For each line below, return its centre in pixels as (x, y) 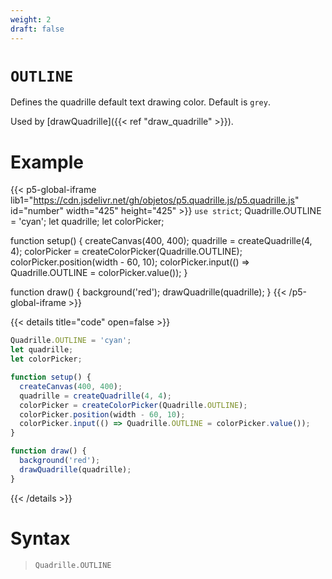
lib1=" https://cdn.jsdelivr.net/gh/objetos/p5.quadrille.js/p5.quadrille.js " (155, 200)
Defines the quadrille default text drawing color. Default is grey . (140, 102)
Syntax (40, 538)
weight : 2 (31, 19)
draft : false (37, 29)
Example (47, 162)
